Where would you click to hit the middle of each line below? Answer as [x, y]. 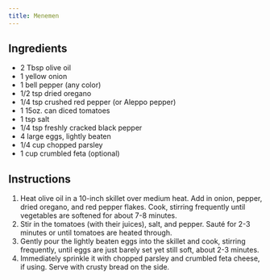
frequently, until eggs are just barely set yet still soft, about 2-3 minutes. [139, 250]
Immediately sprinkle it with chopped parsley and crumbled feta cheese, [140, 258]
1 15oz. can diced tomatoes [65, 111]
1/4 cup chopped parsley [61, 145]
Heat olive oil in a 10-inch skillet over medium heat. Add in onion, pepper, [141, 199]
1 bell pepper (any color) [60, 85]
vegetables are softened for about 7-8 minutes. [98, 215]
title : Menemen [34, 16]
